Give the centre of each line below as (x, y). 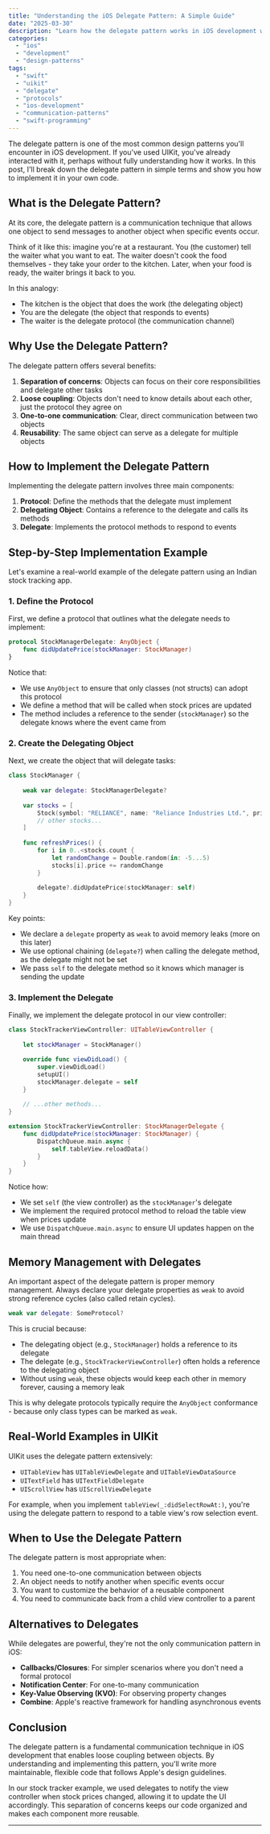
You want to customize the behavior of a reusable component (122, 1590)
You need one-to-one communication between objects (111, 1573)
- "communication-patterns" (63, 114)
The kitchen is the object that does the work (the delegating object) (131, 304)
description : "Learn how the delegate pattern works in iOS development (133, 31)
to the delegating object (59, 1370)
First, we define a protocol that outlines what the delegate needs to (119, 619)
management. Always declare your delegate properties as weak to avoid (127, 1289)
